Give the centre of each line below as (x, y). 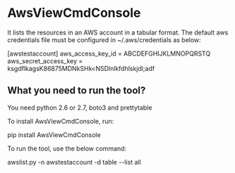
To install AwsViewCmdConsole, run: (61, 121)
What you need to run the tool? (77, 90)
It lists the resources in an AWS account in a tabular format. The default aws (118, 32)
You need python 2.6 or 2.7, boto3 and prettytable (80, 108)
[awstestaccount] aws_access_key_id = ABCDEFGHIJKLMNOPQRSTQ (109, 53)
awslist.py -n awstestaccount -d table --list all (74, 162)
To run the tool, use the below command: (67, 148)
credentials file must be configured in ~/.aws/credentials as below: (104, 39)
